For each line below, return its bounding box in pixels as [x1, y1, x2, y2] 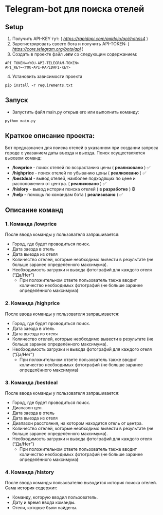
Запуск [5, 96, 28, 104]
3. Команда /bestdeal [5, 379, 58, 386]
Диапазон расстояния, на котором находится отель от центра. [12, 420, 143, 426]
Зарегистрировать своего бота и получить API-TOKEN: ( [12, 41, 130, 47]
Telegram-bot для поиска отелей [5, 3, 145, 15]
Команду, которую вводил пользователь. [12, 495, 98, 500]
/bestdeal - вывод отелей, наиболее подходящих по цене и [12, 175, 136, 181]
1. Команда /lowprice [5, 220, 57, 227]
